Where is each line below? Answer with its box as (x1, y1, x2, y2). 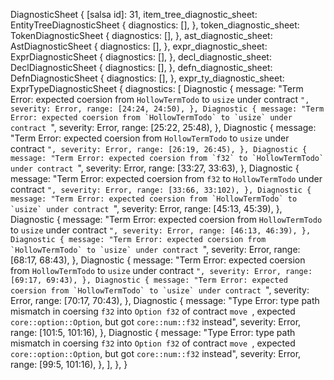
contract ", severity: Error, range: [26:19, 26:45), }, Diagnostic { (10, 143, 308, 154)
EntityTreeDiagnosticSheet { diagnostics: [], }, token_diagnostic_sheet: (10, 19, 300, 31)
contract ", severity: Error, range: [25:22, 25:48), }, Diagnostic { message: (10, 122, 317, 133)
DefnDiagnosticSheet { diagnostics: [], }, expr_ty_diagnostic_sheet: (10, 72, 285, 84)
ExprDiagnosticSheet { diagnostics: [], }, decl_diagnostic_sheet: (10, 51, 272, 63)
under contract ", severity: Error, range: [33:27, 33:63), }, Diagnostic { (10, 162, 300, 174)
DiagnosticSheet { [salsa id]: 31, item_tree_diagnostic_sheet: (10, 9, 258, 20)
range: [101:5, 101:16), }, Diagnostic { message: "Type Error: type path (10, 327, 296, 338)
